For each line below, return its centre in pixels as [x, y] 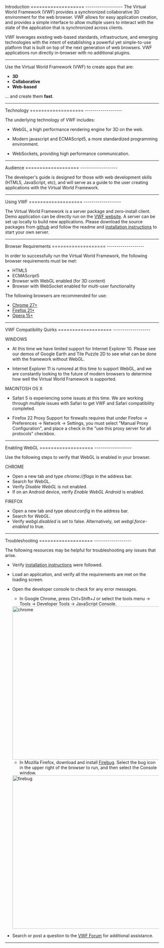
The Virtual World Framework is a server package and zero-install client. [78, 211]
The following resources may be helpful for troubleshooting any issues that [81, 550]
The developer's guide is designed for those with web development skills [79, 177]
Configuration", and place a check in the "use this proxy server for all [82, 428]
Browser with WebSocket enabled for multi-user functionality [73, 286]
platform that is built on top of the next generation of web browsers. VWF [79, 47]
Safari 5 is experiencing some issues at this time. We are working [78, 398]
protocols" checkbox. [34, 434]
